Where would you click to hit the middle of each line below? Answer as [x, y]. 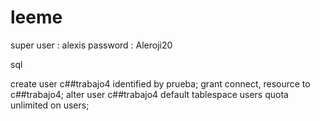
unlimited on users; [50, 105]
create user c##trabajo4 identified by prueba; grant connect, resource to [160, 83]
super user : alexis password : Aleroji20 [91, 45]
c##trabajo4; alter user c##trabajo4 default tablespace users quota [149, 94]
